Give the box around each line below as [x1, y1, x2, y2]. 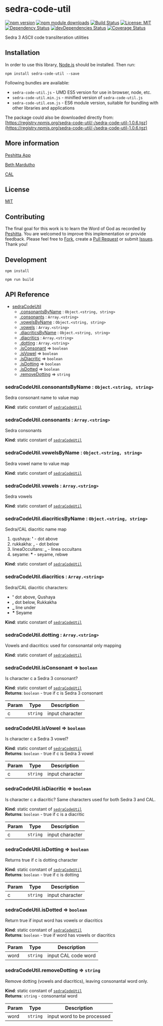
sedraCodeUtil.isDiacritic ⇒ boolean [5, 785, 91, 792]
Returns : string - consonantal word [5, 993, 78, 999]
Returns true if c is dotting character [5, 857, 78, 863]
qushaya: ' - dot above [12, 536, 58, 542]
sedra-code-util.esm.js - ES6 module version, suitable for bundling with [12, 100, 159, 106]
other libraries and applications [12, 105, 75, 111]
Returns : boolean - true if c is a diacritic [5, 811, 84, 817]
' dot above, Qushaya [12, 594, 56, 600]
